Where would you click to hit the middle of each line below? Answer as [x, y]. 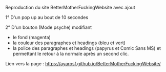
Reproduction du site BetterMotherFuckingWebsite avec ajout [70, 7]
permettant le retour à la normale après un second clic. [71, 54]
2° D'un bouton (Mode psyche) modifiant [49, 27]
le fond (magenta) [32, 37]
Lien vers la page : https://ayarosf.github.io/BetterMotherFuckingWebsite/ [83, 64]
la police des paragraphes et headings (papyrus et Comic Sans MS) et [87, 48]
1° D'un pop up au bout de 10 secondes [47, 17]
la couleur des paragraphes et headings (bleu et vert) [69, 43]
